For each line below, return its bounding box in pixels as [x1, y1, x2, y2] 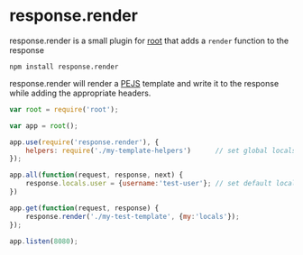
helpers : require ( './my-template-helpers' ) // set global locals [25, 146, 297, 155]
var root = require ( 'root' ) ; [9, 105, 119, 114]
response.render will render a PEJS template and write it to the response [9, 77, 280, 88]
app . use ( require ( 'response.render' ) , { [9, 137, 160, 147]
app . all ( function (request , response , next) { [9, 170, 183, 180]
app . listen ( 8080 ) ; [9, 236, 78, 246]
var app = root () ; [9, 121, 78, 131]
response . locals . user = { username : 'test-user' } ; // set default [25, 179, 272, 188]
